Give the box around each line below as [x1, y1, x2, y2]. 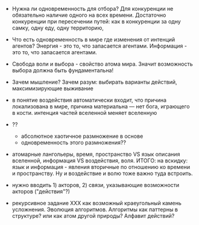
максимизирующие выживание [11, 85, 93, 92]
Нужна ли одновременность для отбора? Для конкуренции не [11, 5, 174, 12]
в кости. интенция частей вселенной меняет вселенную [11, 109, 157, 116]
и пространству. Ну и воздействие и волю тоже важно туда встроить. [11, 170, 193, 177]
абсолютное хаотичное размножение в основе [21, 132, 144, 140]
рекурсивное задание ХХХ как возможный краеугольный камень [11, 200, 182, 206]
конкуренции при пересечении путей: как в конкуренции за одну [11, 18, 181, 25]
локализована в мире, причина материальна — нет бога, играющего [11, 103, 190, 110]
